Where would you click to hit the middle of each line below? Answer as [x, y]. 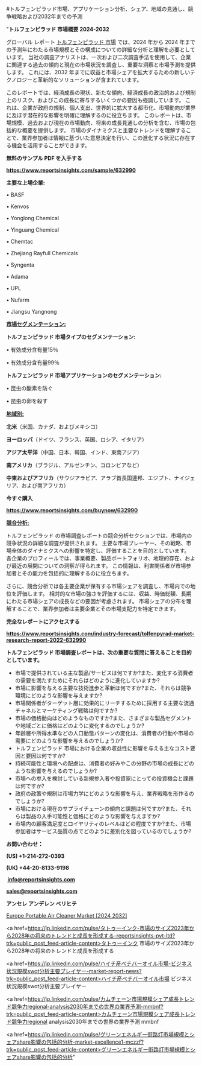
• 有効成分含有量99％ [33, 363]
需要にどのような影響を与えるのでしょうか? [69, 741]
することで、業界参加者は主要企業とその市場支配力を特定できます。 [95, 609]
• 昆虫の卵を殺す [27, 401]
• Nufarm [18, 300]
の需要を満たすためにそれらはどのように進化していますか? [87, 680]
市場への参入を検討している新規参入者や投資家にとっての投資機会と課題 [104, 778]
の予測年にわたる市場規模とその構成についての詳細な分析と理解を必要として [101, 49]
